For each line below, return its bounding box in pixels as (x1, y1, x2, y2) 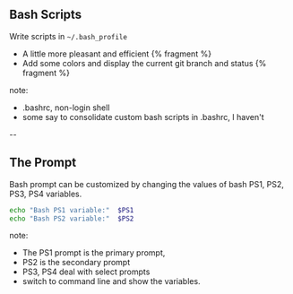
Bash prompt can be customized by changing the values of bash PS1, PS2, (9, 178, 285, 189)
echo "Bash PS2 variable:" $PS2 (9, 214, 134, 223)
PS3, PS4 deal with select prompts (22, 266, 151, 277)
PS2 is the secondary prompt (22, 257, 131, 268)
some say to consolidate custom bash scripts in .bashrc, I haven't (22, 111, 264, 122)
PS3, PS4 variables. (9, 188, 82, 199)
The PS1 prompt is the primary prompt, (22, 247, 166, 258)
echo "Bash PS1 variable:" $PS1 (9, 205, 134, 214)
